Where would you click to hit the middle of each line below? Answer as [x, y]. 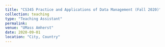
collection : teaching [27, 14]
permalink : [16, 23]
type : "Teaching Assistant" [34, 19]
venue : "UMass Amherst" [29, 28]
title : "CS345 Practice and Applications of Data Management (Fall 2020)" [83, 10]
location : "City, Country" [33, 37]
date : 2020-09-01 [23, 32]
